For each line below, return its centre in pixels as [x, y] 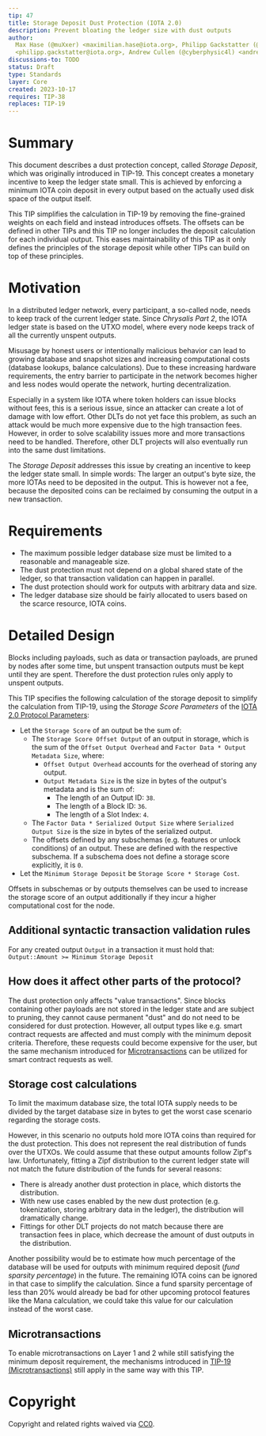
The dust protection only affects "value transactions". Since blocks [117, 1000]
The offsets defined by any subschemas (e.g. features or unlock [136, 840]
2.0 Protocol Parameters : [49, 714]
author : [21, 38]
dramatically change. [54, 1218]
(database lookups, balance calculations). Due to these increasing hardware [132, 368]
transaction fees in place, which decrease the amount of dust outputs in [137, 1235]
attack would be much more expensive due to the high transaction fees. [125, 425]
